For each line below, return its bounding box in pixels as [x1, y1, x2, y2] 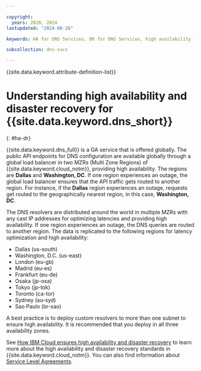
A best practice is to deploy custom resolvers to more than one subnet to [6, 315, 186, 322]
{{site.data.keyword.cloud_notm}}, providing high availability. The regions [6, 165, 187, 172]
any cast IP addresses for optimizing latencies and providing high [6, 215, 167, 222]
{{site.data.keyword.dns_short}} [6, 115, 173, 129]
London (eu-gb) [14, 259, 54, 266]
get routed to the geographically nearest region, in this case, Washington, [6, 191, 189, 198]
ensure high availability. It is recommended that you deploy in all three [6, 321, 178, 328]
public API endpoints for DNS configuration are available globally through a [6, 153, 191, 160]
